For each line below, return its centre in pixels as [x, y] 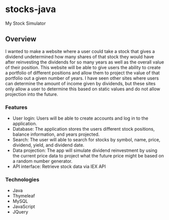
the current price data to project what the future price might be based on [88, 156]
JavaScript [24, 207]
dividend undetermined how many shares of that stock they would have [80, 57]
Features [16, 107]
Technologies [22, 179]
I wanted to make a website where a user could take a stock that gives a [80, 51]
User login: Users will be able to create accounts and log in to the [80, 118]
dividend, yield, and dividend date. [48, 145]
